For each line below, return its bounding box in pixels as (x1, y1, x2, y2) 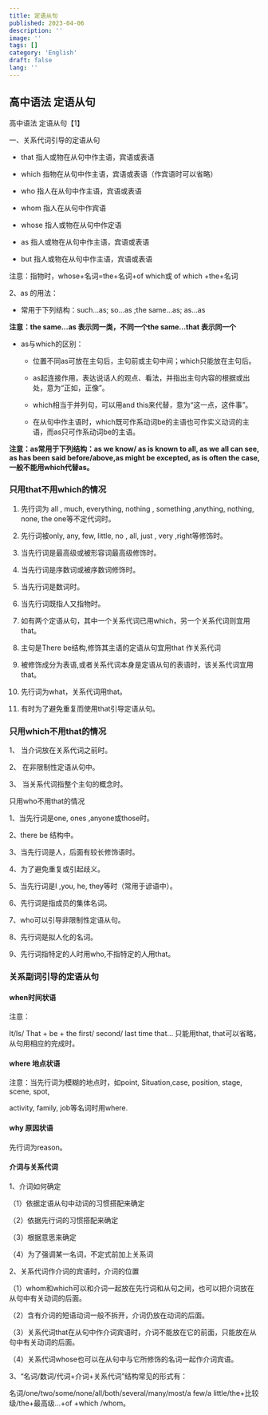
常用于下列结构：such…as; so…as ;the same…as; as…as (20, 305, 206, 314)
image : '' (9, 34, 42, 42)
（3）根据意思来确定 (9, 1232, 77, 1242)
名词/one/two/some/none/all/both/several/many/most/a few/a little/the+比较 (9, 1388, 259, 1397)
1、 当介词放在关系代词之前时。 (9, 745, 112, 755)
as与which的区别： (20, 339, 84, 349)
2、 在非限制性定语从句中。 (9, 763, 100, 772)
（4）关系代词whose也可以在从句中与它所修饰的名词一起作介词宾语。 (9, 1354, 238, 1364)
